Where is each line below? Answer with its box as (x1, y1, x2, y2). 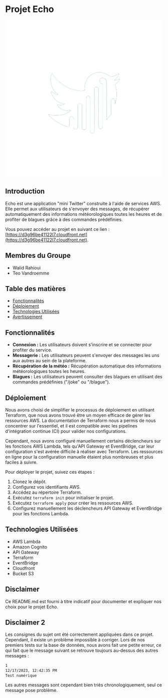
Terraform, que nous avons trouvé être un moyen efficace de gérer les (5, 412, 151, 418)
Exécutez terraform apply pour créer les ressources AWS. (12, 500, 134, 506)
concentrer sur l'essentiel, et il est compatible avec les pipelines (5, 423, 138, 429)
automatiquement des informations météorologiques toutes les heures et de (5, 211, 162, 217)
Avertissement (12, 314, 43, 320)
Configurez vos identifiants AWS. (12, 484, 81, 490)
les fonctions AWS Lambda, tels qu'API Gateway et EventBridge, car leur (5, 443, 154, 449)
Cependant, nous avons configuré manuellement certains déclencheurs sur (5, 438, 161, 444)
